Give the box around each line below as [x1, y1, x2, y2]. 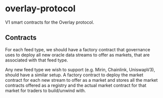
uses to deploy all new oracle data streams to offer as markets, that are [5, 52, 150, 58]
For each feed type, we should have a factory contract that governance [5, 46, 151, 52]
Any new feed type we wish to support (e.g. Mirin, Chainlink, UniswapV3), [5, 66, 156, 72]
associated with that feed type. [5, 57, 68, 63]
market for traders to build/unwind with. [5, 87, 86, 94]
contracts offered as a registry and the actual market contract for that [5, 82, 147, 88]
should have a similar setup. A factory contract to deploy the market [5, 72, 144, 78]
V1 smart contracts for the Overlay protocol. [5, 19, 94, 25]
